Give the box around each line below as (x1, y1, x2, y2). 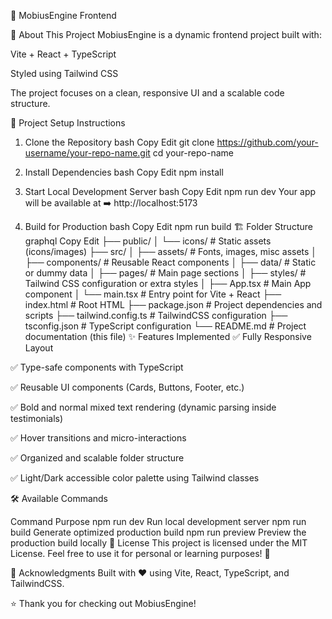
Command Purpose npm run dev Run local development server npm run (10, 516, 307, 527)
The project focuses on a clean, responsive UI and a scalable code (10, 87, 285, 99)
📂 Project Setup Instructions (10, 117, 126, 129)
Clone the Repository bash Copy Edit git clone (24, 136, 215, 148)
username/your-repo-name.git (24, 147, 151, 159)
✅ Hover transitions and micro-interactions (10, 432, 187, 444)
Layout (24, 342, 54, 354)
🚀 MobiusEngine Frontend (10, 10, 117, 21)
